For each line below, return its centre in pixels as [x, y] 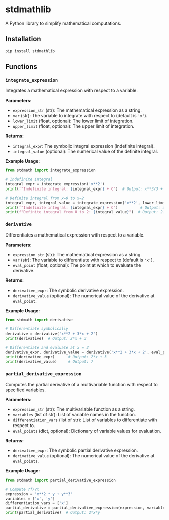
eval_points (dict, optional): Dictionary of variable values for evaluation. [87, 431]
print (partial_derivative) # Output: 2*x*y [53, 513]
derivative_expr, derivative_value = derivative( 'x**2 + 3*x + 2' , [77, 352]
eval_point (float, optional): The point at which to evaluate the [77, 265]
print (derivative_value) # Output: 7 [49, 362]
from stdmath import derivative [39, 320]
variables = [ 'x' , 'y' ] [30, 499]
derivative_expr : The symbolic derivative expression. [68, 290]
